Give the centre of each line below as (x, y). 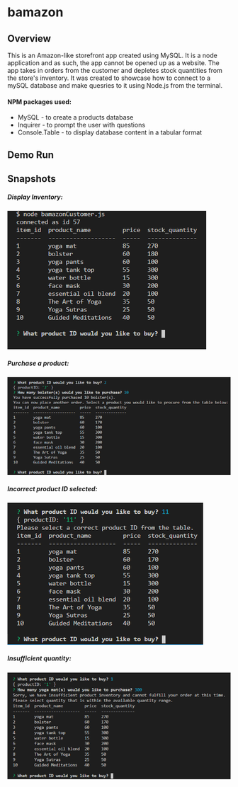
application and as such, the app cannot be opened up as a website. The (113, 63)
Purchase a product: (38, 363)
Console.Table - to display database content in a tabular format (110, 132)
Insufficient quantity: (40, 658)
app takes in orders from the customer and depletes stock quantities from (115, 70)
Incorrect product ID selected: (52, 488)
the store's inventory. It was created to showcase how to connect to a (109, 78)
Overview (29, 39)
